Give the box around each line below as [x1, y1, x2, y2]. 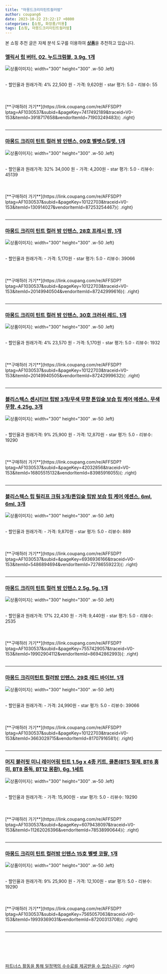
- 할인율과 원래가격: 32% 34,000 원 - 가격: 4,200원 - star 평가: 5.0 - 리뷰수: [5, 166, 154, 172]
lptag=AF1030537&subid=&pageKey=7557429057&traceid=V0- [5, 646, 135, 651]
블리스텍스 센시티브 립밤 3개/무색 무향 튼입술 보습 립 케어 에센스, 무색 [5, 396, 160, 403]
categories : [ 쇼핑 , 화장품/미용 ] [5, 21, 67, 26]
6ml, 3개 [5, 500, 26, 507]
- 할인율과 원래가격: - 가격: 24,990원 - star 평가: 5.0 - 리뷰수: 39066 [5, 702, 140, 708]
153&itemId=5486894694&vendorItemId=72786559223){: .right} [5, 561, 138, 567]
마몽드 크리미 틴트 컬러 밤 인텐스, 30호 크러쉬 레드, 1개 [5, 312, 127, 319]
